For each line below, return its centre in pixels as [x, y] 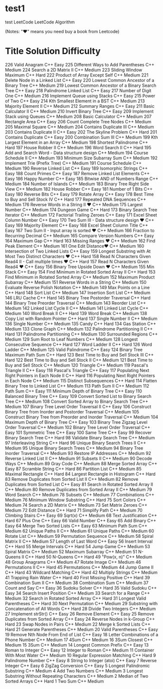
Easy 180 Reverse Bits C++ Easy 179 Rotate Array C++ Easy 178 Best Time [80, 194]
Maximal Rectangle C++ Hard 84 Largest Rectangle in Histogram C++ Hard [80, 474]
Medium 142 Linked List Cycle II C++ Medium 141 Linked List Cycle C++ [77, 308]
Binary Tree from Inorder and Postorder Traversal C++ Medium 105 [72, 412]
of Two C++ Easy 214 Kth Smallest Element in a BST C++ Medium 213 [75, 101]
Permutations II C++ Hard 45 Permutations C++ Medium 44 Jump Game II [79, 567]
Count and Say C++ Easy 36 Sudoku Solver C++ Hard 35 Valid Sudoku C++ [81, 588]
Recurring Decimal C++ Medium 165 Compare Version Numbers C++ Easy [80, 236]
